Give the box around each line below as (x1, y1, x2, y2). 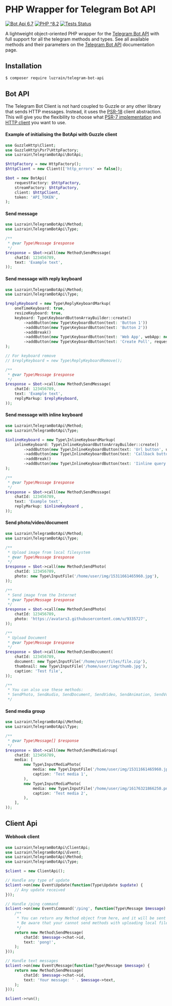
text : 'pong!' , (24, 939, 56, 945)
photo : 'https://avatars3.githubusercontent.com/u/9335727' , (14, 616, 147, 622)
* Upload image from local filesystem (7, 550, 91, 555)
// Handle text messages (5, 958, 58, 963)
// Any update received (14, 887, 66, 893)
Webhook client (5, 834, 40, 840)
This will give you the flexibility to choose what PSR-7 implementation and (5, 114, 161, 120)
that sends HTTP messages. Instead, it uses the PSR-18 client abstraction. (5, 109, 162, 115)
